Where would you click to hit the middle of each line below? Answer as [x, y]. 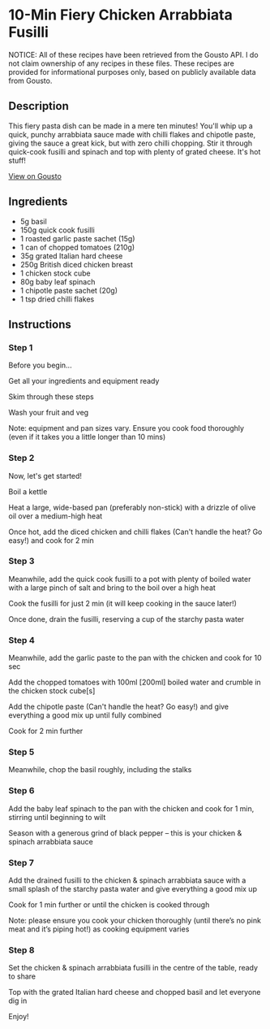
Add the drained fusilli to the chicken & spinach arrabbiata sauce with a [127, 880]
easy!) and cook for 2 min [51, 540]
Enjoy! [19, 1017]
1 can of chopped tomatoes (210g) [77, 247]
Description [39, 106]
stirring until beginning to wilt [57, 817]
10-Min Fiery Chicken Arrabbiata [120, 15]
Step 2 [21, 458]
